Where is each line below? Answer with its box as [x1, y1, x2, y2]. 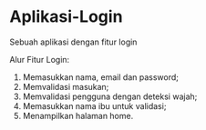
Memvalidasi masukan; [22, 81, 109, 92]
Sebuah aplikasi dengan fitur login [9, 36, 138, 47]
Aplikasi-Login [9, 6, 123, 27]
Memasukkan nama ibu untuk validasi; [22, 100, 167, 111]
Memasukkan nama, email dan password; [22, 71, 180, 83]
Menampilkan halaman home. [22, 110, 134, 121]
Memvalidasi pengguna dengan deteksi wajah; [22, 91, 198, 102]
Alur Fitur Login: [9, 54, 70, 65]
